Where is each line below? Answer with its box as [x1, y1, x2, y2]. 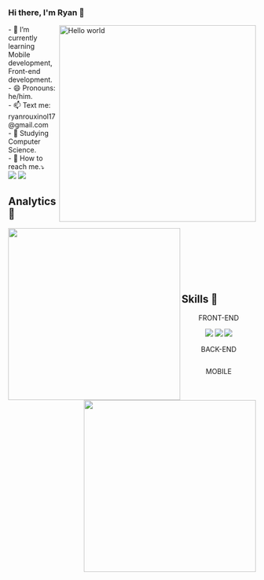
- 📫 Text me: [8, 101, 51, 110]
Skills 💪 [181, 292, 218, 306]
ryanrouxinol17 [8, 112, 56, 121]
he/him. [8, 92, 33, 101]
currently [8, 33, 38, 42]
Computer [8, 137, 41, 146]
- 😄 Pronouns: [8, 83, 56, 93]
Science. [8, 145, 37, 155]
